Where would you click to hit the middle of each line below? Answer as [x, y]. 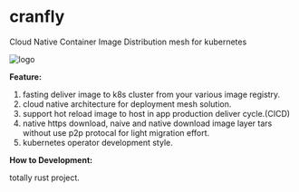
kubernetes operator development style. [98, 142]
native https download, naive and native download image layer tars [147, 123]
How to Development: [51, 159]
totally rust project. [44, 178]
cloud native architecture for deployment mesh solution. [127, 104]
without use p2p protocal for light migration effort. [116, 132]
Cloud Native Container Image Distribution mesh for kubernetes [128, 42]
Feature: [26, 77]
